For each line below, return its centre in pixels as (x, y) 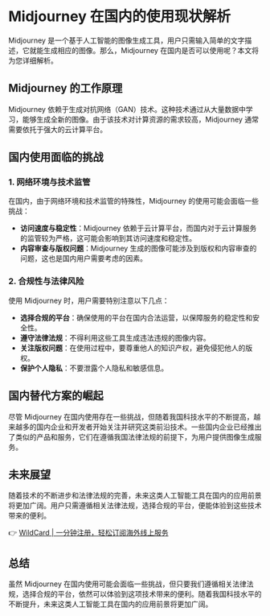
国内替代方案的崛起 (56, 396)
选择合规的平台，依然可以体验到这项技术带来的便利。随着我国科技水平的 (142, 594)
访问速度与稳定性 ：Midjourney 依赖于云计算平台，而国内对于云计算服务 (138, 228)
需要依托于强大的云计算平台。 (57, 129)
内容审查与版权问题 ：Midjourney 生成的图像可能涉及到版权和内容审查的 (138, 248)
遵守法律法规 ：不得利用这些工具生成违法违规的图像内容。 (115, 337)
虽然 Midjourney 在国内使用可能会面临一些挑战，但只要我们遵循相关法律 (128, 584)
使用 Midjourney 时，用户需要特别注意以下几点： (89, 300)
